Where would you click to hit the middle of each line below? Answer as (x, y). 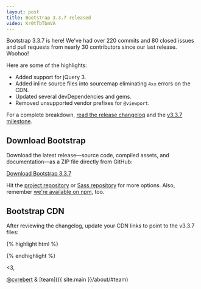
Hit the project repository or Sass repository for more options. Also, (91, 185)
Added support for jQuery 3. (51, 77)
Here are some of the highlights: (47, 65)
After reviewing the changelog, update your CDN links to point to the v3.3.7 (100, 226)
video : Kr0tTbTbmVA (31, 23)
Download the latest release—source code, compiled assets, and (88, 155)
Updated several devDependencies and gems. (73, 97)
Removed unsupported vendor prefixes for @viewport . (82, 103)
